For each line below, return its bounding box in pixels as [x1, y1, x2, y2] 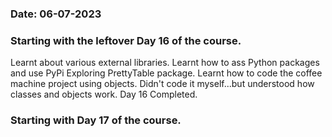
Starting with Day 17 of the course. [10, 113, 182, 127]
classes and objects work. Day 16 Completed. [10, 88, 198, 101]
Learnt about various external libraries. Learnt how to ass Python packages [10, 57, 320, 69]
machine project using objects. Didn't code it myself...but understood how [10, 78, 315, 90]
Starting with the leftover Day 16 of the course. [10, 33, 242, 47]
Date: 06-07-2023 [10, 7, 102, 21]
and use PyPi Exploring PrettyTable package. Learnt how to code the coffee [10, 67, 323, 79]
